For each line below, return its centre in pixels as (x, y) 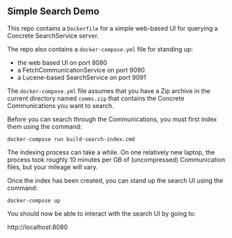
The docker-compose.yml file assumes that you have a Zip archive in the (109, 90)
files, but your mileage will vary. (53, 167)
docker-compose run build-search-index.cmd (71, 139)
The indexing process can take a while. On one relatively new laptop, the (111, 152)
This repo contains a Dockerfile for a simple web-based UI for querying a (113, 28)
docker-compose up (34, 200)
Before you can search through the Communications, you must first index (112, 119)
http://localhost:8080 (38, 227)
